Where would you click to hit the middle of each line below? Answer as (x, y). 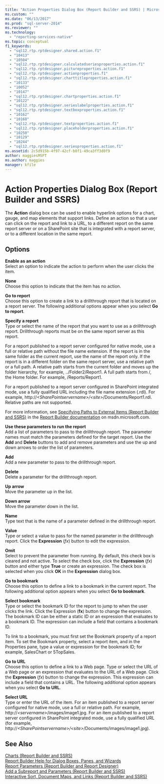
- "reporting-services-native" (41, 37)
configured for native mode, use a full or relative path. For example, (73, 707)
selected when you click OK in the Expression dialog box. (63, 572)
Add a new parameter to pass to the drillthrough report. (61, 462)
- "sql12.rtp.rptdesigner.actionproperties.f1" (59, 74)
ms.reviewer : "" (21, 28)
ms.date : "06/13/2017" (28, 19)
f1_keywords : (18, 46)
